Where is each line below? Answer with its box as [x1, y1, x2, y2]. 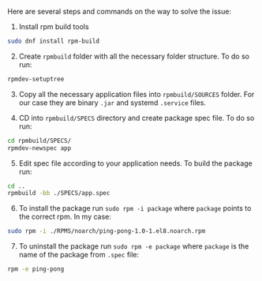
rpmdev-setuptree [7, 75, 65, 83]
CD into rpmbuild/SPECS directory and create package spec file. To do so [18, 113, 255, 122]
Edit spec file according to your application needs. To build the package [18, 158, 253, 168]
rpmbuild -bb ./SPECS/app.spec [7, 189, 110, 197]
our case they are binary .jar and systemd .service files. [18, 98, 207, 107]
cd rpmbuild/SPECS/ [7, 137, 72, 144]
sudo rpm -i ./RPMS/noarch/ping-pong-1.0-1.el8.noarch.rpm [7, 227, 206, 235]
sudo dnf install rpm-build [7, 37, 100, 45]
